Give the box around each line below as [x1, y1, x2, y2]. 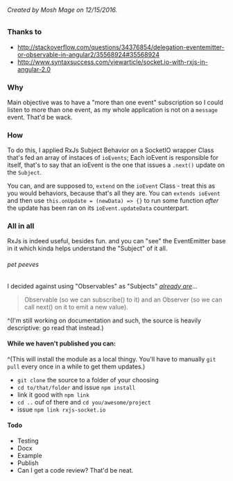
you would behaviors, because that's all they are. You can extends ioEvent [7, 189, 221, 197]
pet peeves [7, 261, 40, 269]
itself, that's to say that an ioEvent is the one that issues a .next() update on [7, 161, 225, 170]
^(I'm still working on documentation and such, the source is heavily [7, 316, 201, 325]
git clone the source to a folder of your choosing [17, 375, 159, 384]
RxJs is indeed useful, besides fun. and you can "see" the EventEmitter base [7, 237, 226, 245]
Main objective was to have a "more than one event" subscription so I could [7, 98, 223, 106]
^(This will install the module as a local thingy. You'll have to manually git [7, 354, 216, 363]
